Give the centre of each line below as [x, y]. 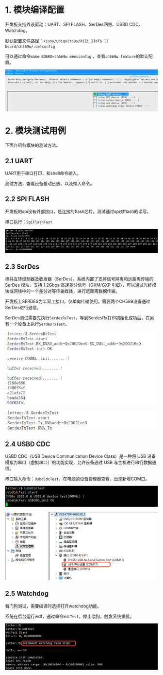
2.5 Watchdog [27, 594]
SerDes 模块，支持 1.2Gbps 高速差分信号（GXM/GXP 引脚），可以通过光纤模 [81, 285]
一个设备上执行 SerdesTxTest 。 [39, 324]
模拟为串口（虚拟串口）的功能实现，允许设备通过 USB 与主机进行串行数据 [79, 463]
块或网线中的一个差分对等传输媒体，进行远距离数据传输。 [62, 291]
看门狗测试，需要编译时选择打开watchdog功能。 [53, 606]
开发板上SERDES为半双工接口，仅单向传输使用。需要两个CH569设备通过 [78, 301]
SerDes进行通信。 [23, 308]
